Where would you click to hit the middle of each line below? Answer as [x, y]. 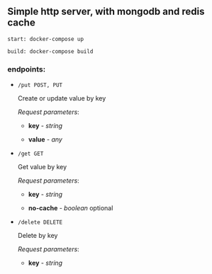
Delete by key [38, 236]
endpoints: [27, 69]
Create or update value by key [62, 98]
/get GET [30, 154]
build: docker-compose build [50, 51]
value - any [45, 139]
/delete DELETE [40, 222]
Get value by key [42, 167]
